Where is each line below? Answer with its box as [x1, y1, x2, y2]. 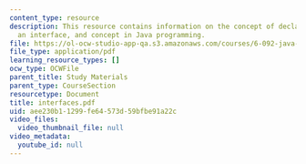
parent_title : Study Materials [9, 73, 128, 82]
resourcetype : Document [9, 89, 100, 98]
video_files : [9, 115, 59, 124]
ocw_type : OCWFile [9, 65, 79, 74]
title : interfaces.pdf [9, 97, 96, 108]
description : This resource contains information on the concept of [9, 22, 275, 31]
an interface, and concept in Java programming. [17, 30, 206, 39]
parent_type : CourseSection [9, 81, 117, 90]
